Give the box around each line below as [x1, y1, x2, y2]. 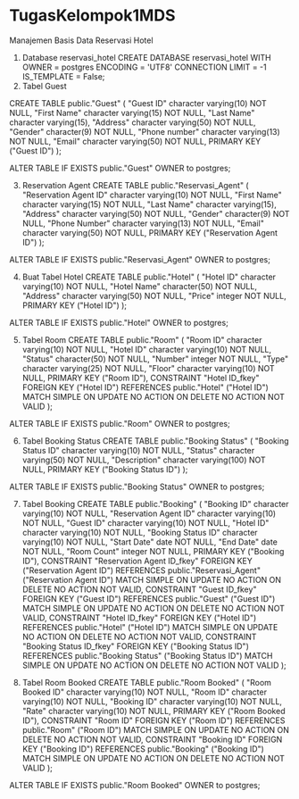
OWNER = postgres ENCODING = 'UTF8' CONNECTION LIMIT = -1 [21, 62, 267, 72]
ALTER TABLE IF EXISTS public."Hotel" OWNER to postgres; [9, 317, 229, 328]
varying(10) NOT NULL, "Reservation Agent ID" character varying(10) [21, 508, 277, 519]
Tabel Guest [21, 80, 67, 91]
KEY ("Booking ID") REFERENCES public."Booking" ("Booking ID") [21, 743, 265, 754]
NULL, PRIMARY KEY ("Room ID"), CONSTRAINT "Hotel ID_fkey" [21, 372, 261, 383]
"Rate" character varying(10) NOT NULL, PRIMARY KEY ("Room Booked [21, 705, 286, 716]
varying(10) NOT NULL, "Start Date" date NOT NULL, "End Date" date [21, 537, 278, 547]
